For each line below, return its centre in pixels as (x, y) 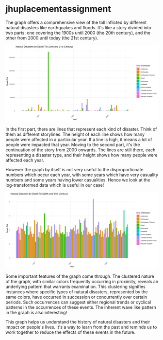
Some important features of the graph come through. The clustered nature (80, 276)
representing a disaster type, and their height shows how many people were (81, 155)
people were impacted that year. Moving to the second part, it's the (73, 144)
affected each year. (25, 160)
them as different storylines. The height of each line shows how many (75, 134)
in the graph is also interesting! (36, 312)
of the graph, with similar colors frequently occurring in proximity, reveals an (82, 281)
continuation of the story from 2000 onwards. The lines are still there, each (81, 150)
